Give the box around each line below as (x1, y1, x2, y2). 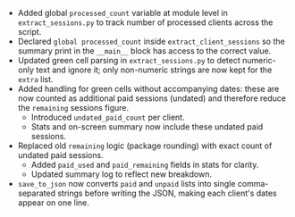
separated (17, 188, 56, 198)
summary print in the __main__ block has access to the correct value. (17, 46, 272, 56)
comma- (237, 179, 269, 188)
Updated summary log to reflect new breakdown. (30, 169, 213, 179)
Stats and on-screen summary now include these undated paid (30, 121, 264, 132)
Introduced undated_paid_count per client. (30, 112, 185, 122)
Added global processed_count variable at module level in (17, 8, 228, 18)
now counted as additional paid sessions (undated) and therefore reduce (17, 93, 286, 104)
